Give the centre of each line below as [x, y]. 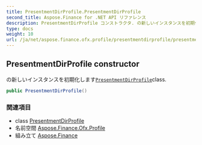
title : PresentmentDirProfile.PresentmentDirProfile [74, 12]
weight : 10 [20, 34]
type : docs [20, 29]
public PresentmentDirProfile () [47, 91]
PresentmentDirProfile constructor [73, 64]
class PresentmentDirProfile [50, 120]
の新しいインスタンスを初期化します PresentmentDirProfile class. [86, 79]
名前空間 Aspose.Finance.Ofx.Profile [60, 128]
